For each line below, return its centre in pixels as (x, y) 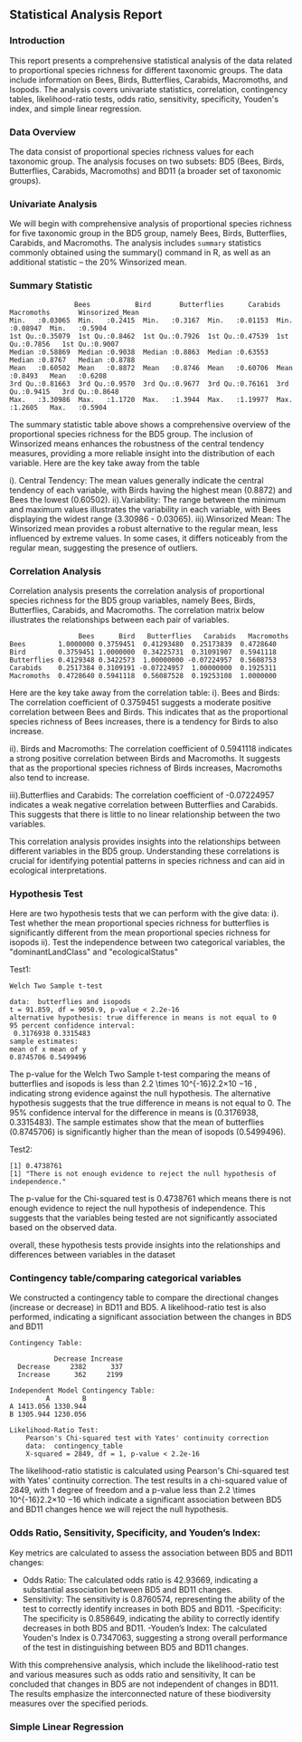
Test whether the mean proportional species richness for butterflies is (139, 924)
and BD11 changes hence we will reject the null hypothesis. (119, 1509)
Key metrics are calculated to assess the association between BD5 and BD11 (151, 1553)
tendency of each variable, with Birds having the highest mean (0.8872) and (151, 490)
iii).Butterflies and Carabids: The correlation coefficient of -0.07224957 (142, 795)
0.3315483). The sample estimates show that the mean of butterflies (137, 1123)
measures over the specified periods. (79, 1703)
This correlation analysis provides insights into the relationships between (145, 841)
